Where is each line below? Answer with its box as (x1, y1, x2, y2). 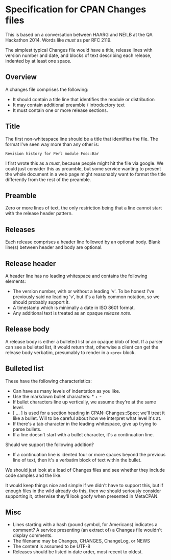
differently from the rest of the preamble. (5, 176, 91, 183)
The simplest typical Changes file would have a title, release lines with (5, 47, 153, 53)
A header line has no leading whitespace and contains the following (5, 273, 148, 279)
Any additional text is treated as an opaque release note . (12, 310, 132, 316)
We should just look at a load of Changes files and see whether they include (5, 467, 165, 473)
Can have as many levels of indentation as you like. (12, 388, 120, 394)
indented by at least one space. (5, 57, 71, 64)
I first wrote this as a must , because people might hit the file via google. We (5, 160, 164, 166)
